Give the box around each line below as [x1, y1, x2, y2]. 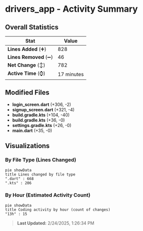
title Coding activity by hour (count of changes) [5, 207, 111, 212]
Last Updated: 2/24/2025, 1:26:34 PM [17, 220, 95, 226]
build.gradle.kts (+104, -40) [12, 112, 70, 118]
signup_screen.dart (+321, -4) [12, 106, 75, 112]
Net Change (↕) [7, 62, 46, 68]
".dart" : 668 [5, 176, 34, 181]
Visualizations [5, 142, 50, 150]
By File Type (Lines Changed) [5, 156, 76, 163]
